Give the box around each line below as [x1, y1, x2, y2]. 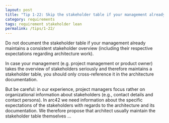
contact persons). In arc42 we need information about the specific [5, 97, 143, 103]
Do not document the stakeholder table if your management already [5, 40, 146, 46]
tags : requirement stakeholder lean [5, 21, 82, 27]
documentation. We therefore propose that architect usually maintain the [5, 108, 156, 114]
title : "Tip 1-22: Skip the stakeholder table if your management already [5, 12, 165, 17]
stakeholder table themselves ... [5, 113, 71, 119]
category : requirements [5, 17, 55, 22]
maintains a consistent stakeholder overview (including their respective [5, 45, 153, 51]
